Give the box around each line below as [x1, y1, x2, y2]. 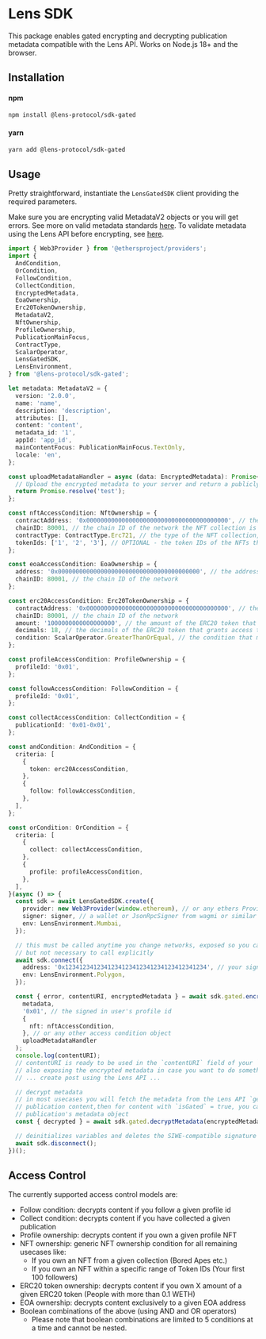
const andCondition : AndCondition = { [8, 743, 136, 751]
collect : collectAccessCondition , [28, 846, 144, 854]
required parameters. [8, 197, 78, 206]
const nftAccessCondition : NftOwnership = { [8, 509, 158, 517]
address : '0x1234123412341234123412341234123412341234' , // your [22, 963, 243, 971]
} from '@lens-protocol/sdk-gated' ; [8, 370, 129, 378]
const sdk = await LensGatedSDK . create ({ [15, 897, 154, 905]
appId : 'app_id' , [15, 436, 73, 445]
